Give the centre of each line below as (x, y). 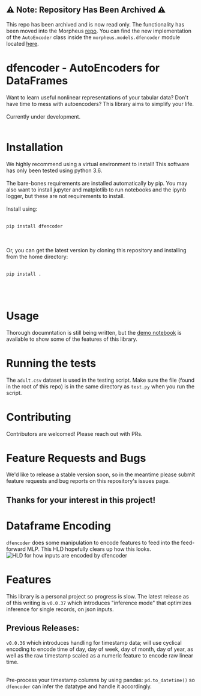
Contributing (39, 417)
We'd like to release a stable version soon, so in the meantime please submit (100, 474)
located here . (22, 43)
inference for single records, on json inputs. (60, 609)
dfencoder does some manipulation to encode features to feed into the (93, 542)
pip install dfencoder (34, 226)
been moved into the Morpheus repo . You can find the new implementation (99, 31)
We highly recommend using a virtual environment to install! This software (98, 164)
